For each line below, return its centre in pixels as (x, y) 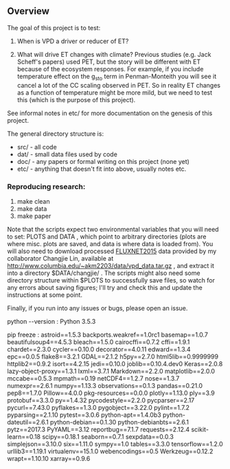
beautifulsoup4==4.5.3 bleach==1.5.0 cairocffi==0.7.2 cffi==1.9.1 (99, 341)
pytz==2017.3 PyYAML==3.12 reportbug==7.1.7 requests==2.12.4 (99, 429)
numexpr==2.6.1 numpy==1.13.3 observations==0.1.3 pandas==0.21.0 (105, 385)
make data (32, 208)
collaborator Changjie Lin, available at (60, 258)
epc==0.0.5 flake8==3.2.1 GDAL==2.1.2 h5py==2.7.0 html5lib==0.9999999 (113, 357)
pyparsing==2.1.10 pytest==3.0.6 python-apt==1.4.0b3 (84, 415)
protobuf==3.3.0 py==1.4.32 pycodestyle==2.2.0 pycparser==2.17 (101, 400)
